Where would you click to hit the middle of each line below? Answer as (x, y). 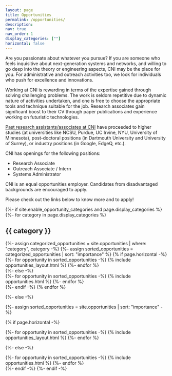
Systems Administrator (37, 174)
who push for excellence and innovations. (49, 80)
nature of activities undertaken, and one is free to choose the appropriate (83, 101)
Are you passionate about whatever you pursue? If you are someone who (83, 58)
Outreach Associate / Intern (42, 169)
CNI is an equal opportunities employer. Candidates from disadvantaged (82, 184)
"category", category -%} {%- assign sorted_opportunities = (69, 249)
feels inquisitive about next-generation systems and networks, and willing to (86, 63)
